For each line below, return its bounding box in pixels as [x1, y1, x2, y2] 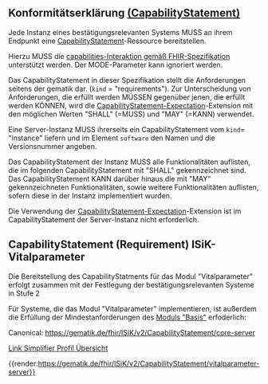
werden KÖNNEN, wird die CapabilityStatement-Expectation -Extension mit [8, 100, 254, 110]
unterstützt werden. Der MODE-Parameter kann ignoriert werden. [8, 60, 223, 69]
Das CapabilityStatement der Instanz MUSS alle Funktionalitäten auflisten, [8, 157, 251, 167]
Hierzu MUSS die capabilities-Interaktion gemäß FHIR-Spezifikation [8, 51, 231, 61]
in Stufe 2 [8, 288, 40, 298]
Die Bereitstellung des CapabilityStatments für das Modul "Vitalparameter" [8, 271, 254, 281]
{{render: [8, 359, 38, 368]
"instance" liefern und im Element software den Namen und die [8, 133, 215, 143]
